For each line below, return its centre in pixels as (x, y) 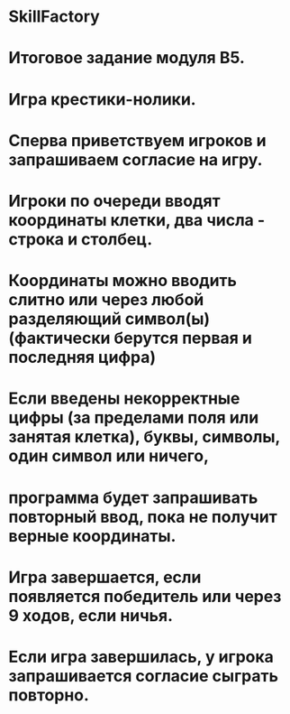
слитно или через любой (106, 300)
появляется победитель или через (145, 596)
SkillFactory (54, 17)
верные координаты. (92, 536)
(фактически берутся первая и (131, 338)
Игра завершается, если (105, 577)
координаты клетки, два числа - (137, 220)
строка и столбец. (81, 239)
